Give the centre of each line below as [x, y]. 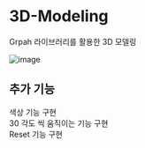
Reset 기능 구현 [36, 134]
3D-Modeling [59, 16]
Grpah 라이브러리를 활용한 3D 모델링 [73, 41]
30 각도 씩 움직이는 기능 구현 [59, 123]
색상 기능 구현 [33, 112]
